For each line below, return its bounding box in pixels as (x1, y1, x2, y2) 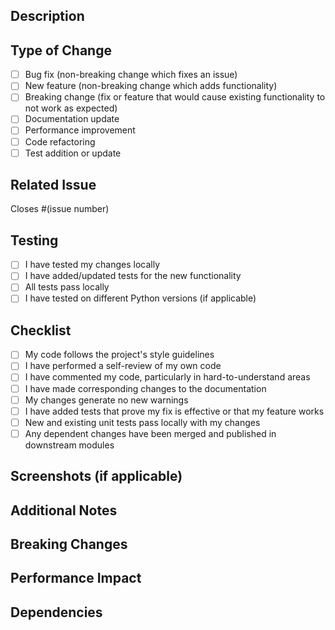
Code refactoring (24, 135, 96, 148)
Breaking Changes (10, 536, 128, 553)
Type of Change (10, 42, 112, 59)
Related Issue (10, 177, 97, 194)
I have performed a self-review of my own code (24, 360, 222, 372)
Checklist (10, 322, 72, 339)
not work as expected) (24, 102, 118, 114)
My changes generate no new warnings (24, 394, 189, 406)
